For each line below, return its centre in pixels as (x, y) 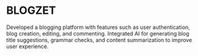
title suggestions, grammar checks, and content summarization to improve (99, 40)
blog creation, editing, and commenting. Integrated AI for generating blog (98, 33)
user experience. (27, 46)
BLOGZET (31, 11)
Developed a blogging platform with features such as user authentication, (98, 27)
